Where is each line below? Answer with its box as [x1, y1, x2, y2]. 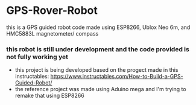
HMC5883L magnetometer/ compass [6, 30, 99, 37]
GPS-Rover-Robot [6, 4, 98, 17]
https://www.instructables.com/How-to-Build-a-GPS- [50, 73, 183, 80]
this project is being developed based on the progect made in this [14, 66, 179, 74]
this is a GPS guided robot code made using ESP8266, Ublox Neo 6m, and [6, 24, 191, 31]
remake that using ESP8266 [14, 92, 84, 100]
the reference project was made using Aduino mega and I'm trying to [14, 86, 186, 93]
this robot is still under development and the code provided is [6, 45, 190, 53]
